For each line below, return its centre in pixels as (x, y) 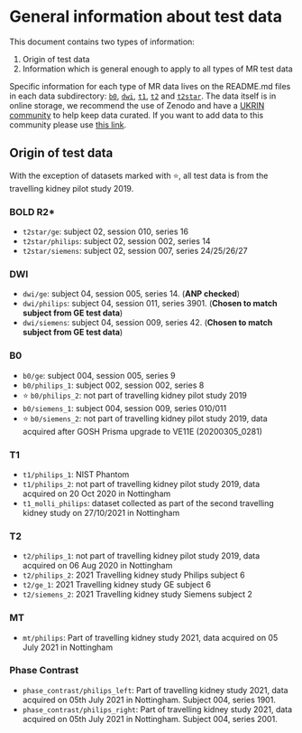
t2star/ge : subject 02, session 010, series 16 (105, 231)
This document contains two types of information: (102, 42)
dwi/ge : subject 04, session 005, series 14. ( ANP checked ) (131, 294)
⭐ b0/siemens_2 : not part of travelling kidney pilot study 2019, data (145, 418)
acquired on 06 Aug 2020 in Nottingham (97, 566)
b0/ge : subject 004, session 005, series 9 (99, 375)
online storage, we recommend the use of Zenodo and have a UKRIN (137, 105)
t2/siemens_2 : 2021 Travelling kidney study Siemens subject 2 (137, 595)
